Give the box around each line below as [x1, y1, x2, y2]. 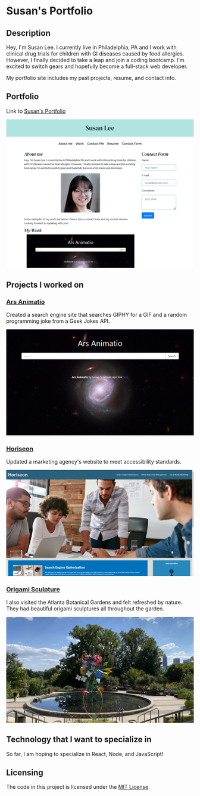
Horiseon [6, 445, 34, 453]
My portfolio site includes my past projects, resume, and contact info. [6, 75, 177, 81]
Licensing [6, 767, 43, 778]
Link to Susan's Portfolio [6, 107, 66, 115]
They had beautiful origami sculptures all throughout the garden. [6, 605, 165, 612]
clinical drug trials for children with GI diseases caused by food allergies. [6, 50, 185, 57]
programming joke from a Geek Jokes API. [6, 317, 110, 325]
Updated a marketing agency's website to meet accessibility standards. [6, 458, 182, 465]
